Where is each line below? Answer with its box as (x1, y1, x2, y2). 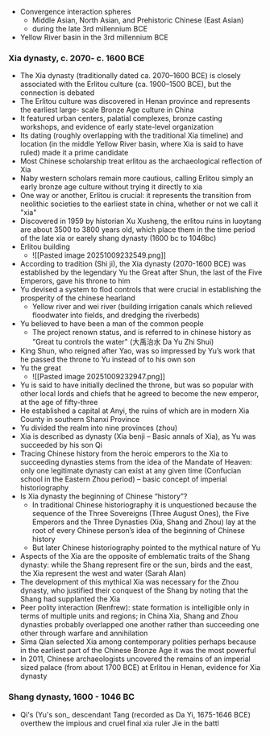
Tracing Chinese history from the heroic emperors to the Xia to (19, 449, 228, 458)
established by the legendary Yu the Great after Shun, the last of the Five (19, 267, 263, 277)
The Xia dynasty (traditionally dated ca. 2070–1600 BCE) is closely (19, 71, 241, 81)
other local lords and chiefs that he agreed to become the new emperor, (19, 389, 260, 399)
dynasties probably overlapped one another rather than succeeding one (19, 620, 260, 630)
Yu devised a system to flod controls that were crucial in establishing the (19, 285, 262, 295)
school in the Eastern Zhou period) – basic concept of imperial (19, 474, 227, 484)
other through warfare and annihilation (19, 628, 148, 639)
